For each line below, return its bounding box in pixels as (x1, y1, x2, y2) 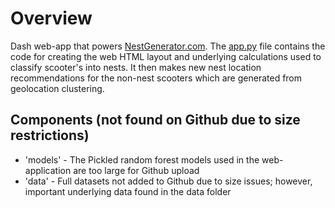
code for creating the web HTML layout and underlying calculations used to (10, 50, 322, 62)
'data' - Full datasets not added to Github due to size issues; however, (24, 175, 313, 187)
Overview (10, 7, 93, 30)
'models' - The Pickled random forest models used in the (24, 153, 260, 166)
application (24, 164, 72, 176)
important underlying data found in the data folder (24, 185, 232, 197)
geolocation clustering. (10, 82, 105, 94)
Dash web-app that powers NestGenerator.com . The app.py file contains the (10, 40, 326, 52)
